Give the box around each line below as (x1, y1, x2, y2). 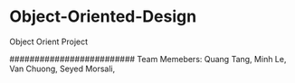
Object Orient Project (9, 36, 89, 47)
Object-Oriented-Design (9, 6, 197, 27)
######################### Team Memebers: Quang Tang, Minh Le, (9, 53, 287, 64)
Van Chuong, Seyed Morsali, (9, 63, 116, 74)
